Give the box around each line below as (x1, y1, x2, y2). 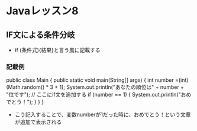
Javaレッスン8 (6, 4, 79, 18)
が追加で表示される (14, 119, 62, 126)
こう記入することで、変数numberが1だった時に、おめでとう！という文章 (14, 111, 191, 118)
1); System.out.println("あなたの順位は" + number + (59, 84, 185, 91)
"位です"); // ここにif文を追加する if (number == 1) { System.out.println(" (6, 91, 182, 98)
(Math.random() (6, 84, 45, 91)
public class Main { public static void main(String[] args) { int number (6, 76, 175, 84)
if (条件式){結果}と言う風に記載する (14, 47, 101, 53)
